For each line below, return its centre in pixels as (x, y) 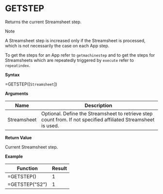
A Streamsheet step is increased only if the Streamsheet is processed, (75, 40)
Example (14, 156)
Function (27, 168)
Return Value (18, 137)
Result (59, 168)
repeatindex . (18, 65)
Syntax (12, 75)
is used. (50, 125)
